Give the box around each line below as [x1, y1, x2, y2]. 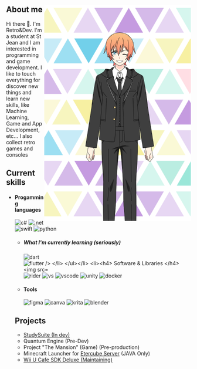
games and [6, 145, 33, 152]
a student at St [6, 32, 42, 40]
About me [6, 5, 43, 15]
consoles [6, 151, 28, 158]
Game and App [6, 120, 43, 127]
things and [6, 89, 32, 96]
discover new [6, 82, 39, 90]
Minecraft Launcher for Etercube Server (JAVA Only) [23, 350, 151, 357]
